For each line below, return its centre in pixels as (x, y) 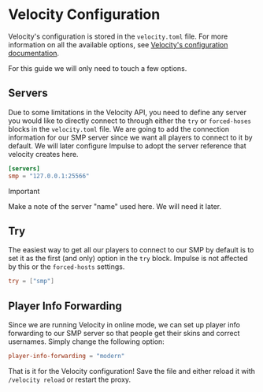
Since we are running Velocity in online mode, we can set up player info (124, 325)
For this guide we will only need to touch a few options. (98, 68)
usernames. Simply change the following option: (87, 342)
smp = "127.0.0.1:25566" (49, 176)
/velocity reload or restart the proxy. (70, 379)
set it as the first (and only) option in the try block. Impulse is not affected (128, 259)
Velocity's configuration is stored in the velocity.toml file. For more (118, 36)
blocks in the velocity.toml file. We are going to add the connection (119, 129)
